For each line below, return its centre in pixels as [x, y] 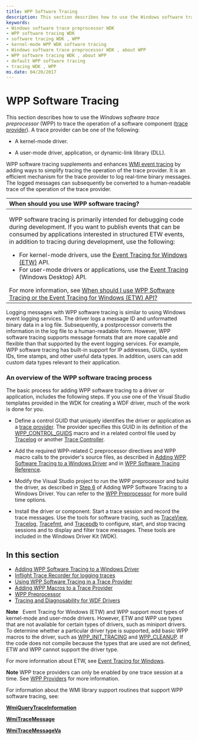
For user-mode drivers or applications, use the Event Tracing [104, 270]
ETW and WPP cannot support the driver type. [62, 650]
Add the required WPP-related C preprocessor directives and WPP [95, 451]
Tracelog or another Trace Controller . [60, 439]
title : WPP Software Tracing [42, 11]
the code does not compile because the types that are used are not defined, [99, 643]
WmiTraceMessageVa [34, 731]
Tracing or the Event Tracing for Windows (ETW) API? [83, 298]
